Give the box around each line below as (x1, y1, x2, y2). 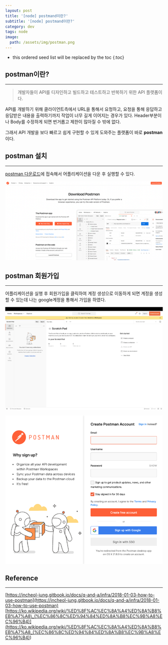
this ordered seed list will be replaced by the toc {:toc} (12, 54, 124, 60)
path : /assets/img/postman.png (9, 40, 75, 45)
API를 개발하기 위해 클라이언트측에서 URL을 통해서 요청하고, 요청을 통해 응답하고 (5, 106, 162, 112)
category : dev (5, 24, 35, 29)
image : (5, 35, 19, 40)
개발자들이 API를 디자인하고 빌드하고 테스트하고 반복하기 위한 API (17, 89, 145, 95)
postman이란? (5, 70, 49, 79)
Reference (5, 574, 38, 582)
